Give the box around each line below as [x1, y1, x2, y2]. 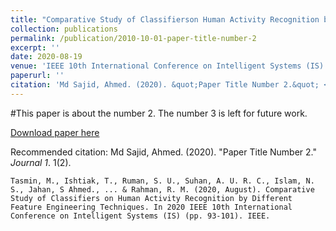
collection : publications [10, 24, 118, 34]
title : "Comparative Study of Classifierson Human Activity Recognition [10, 14, 320, 25]
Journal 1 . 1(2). [10, 156, 72, 168]
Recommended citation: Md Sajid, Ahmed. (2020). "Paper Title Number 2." [10, 146, 317, 158]
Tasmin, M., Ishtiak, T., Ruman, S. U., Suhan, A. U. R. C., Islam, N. [10, 176, 315, 186]
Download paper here [10, 126, 100, 138]
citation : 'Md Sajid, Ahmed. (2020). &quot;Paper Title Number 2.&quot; [10, 80, 320, 90]
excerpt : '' [10, 42, 60, 53]
